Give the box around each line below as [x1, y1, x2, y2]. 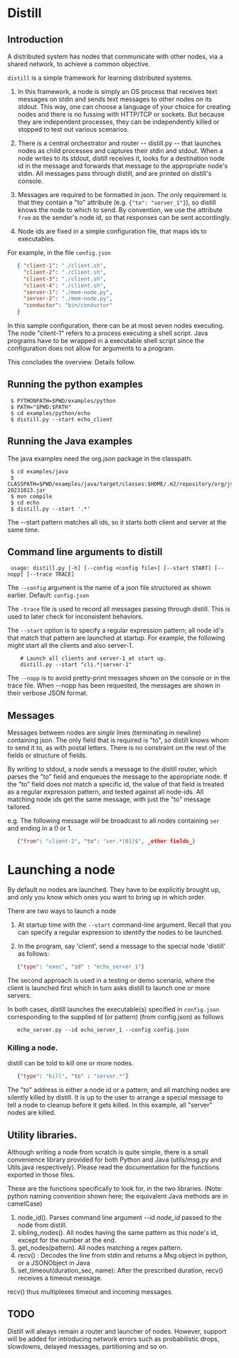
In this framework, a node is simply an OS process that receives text [17, 88, 218, 95]
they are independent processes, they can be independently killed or [17, 117, 220, 126]
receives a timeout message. [17, 1273, 102, 1282]
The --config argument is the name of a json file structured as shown [7, 584, 211, 592]
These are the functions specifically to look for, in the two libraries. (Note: [7, 1184, 223, 1193]
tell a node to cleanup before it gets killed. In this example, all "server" [7, 1101, 213, 1110]
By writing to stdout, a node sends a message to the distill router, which [7, 765, 217, 774]
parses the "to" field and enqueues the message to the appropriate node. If [7, 772, 228, 781]
